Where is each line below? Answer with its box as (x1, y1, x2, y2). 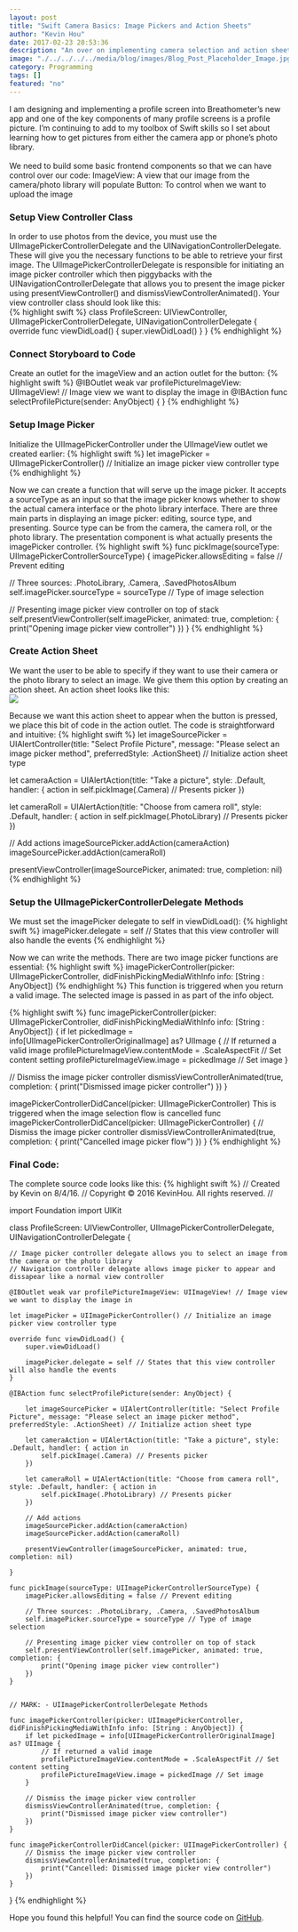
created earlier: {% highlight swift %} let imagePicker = (9, 448, 211, 459)
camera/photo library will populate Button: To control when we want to (9, 179, 267, 189)
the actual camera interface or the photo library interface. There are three (9, 503, 278, 514)
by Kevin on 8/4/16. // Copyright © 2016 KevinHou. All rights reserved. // (9, 1188, 273, 1199)
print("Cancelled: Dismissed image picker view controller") (41, 1864, 272, 1873)
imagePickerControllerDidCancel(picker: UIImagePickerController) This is (9, 1099, 277, 1109)
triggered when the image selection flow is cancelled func (9, 1108, 222, 1119)
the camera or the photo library (9, 1257, 133, 1266)
